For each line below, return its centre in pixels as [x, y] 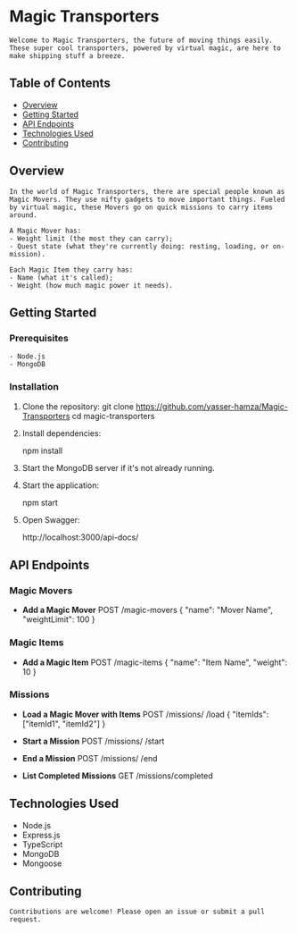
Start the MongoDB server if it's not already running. [119, 467]
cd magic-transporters [113, 416]
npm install [42, 450]
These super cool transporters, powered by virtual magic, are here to [145, 48]
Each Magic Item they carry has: [71, 270]
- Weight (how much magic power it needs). [91, 285]
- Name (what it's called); [62, 277]
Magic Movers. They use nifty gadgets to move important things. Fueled [147, 199]
